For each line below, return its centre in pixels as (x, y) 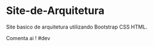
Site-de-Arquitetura (55, 11)
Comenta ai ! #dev (28, 38)
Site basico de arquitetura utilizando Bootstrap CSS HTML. (77, 27)
